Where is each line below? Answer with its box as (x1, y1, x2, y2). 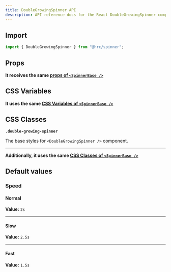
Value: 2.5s (5, 234, 30, 240)
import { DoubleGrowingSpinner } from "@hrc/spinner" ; (5, 44, 124, 50)
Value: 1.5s (5, 262, 30, 268)
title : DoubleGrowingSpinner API (5, 7, 76, 13)
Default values (5, 167, 52, 176)
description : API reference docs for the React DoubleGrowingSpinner (5, 12, 156, 17)
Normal (5, 195, 21, 201)
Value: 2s (5, 206, 25, 212)
